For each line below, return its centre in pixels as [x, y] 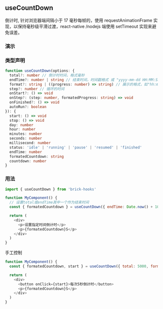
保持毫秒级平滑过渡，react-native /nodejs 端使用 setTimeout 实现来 [85, 26]
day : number [22, 125]
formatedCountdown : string [37, 156]
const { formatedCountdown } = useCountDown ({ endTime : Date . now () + [81, 207]
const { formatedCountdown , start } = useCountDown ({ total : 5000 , [79, 266]
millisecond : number [30, 143]
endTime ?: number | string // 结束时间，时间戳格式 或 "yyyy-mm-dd [75, 80]
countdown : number [28, 161]
